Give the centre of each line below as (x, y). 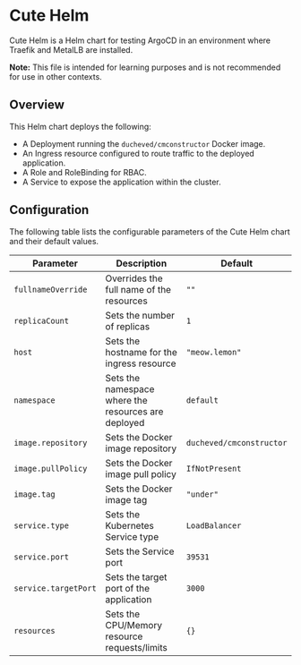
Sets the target (136, 576)
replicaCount (42, 320)
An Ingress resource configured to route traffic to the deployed (138, 153)
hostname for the (141, 352)
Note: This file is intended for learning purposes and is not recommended (145, 67)
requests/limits (136, 647)
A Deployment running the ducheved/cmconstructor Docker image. (144, 143)
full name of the (138, 289)
